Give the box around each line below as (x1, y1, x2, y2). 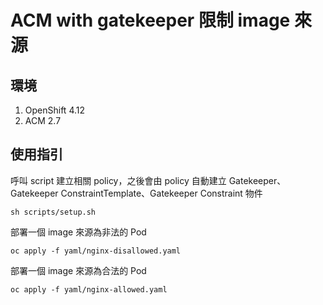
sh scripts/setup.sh (10, 207, 97, 217)
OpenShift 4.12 (24, 104, 86, 116)
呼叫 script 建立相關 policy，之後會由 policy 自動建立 (10, 174, 227, 186)
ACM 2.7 (24, 115, 62, 126)
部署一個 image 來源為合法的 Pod (10, 264, 147, 276)
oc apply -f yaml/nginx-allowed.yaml (10, 284, 168, 295)
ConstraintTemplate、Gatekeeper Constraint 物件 (60, 187, 263, 199)
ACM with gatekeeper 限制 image (10, 9, 291, 32)
